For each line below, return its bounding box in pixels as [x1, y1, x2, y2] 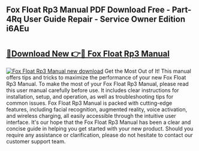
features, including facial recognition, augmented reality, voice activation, [6, 106, 188, 113]
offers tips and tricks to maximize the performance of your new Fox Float [6, 74, 186, 81]
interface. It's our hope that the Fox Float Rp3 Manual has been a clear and [6, 119, 191, 126]
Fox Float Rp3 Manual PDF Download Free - [6, 5, 171, 15]
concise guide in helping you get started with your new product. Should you [6, 125, 194, 132]
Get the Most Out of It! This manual [104, 67, 192, 75]
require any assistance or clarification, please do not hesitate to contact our [6, 132, 193, 138]
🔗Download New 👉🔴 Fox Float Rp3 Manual [6, 48, 170, 59]
